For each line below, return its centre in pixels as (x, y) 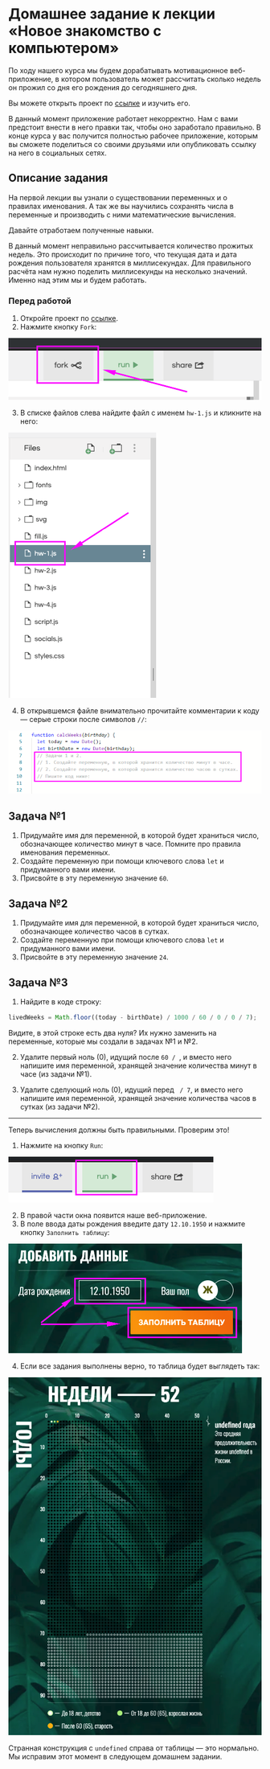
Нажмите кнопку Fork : (58, 327)
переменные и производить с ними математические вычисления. (122, 215)
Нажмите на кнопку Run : (61, 1145)
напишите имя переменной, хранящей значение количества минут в (138, 1065)
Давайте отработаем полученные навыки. (81, 230)
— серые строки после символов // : (83, 719)
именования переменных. (65, 852)
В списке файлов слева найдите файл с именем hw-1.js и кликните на (141, 412)
